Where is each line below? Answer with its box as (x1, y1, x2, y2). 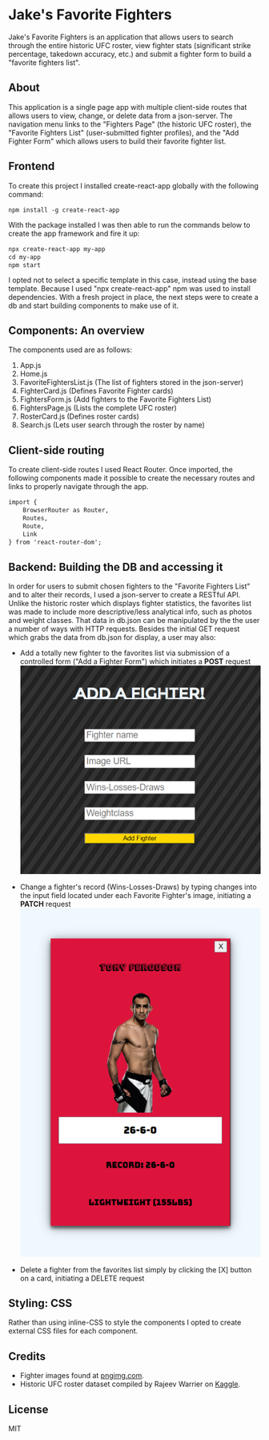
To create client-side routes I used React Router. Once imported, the (8, 465, 234, 475)
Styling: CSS (8, 1296, 73, 1310)
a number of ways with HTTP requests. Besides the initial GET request (8, 624, 240, 633)
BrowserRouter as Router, (22, 507, 110, 515)
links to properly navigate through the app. (8, 482, 149, 491)
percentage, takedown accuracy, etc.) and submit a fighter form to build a (8, 49, 252, 59)
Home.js (19, 369, 48, 378)
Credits (8, 1349, 46, 1363)
